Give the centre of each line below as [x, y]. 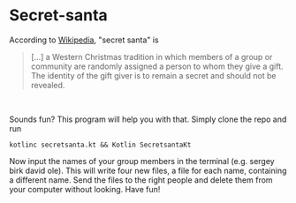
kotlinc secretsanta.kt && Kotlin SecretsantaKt [100, 145]
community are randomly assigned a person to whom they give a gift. [157, 66]
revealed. [48, 85]
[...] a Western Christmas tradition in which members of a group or [152, 56]
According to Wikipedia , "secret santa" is [84, 40]
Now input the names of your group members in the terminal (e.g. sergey [142, 161]
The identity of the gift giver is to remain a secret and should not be [153, 75]
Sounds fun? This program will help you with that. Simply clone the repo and [148, 119]
